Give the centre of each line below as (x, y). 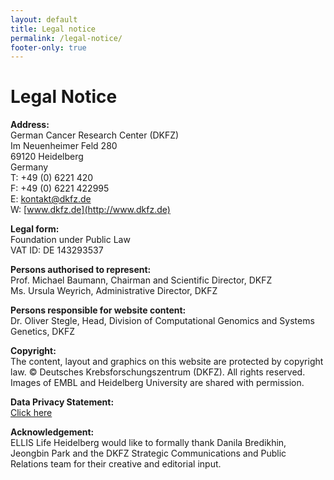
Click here (31, 413)
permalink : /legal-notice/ (66, 38)
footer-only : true (48, 47)
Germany (29, 167)
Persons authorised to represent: (81, 270)
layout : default (44, 19)
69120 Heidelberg (47, 157)
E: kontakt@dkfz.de (51, 199)
